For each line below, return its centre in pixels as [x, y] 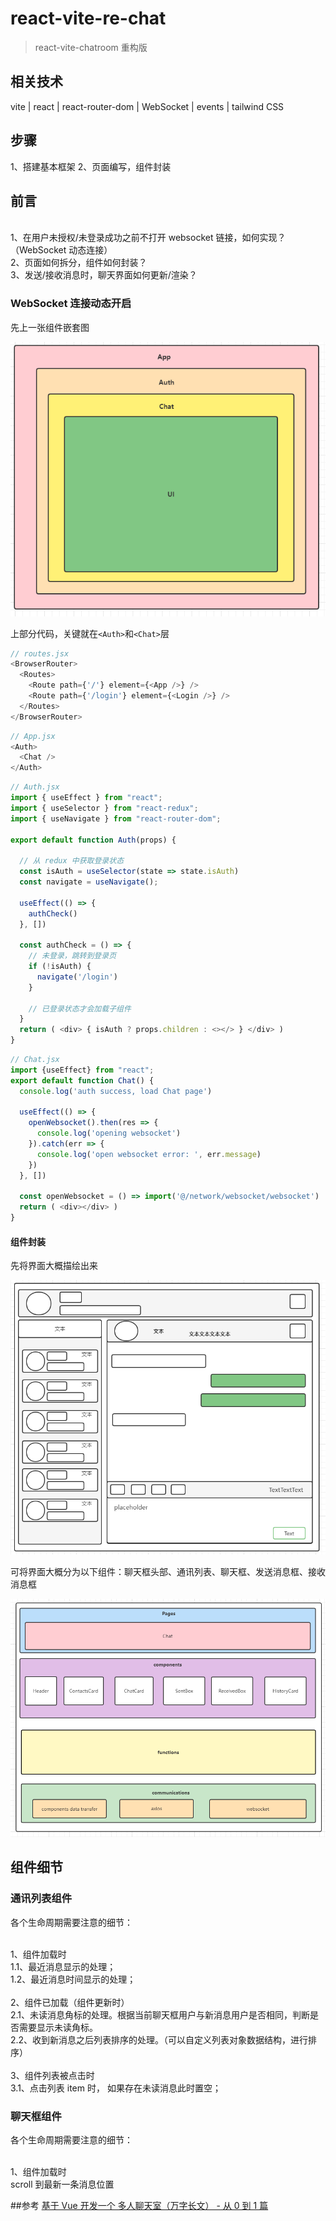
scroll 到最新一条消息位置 [62, 2184]
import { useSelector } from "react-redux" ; [104, 808]
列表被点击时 [68, 2075]
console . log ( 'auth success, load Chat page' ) [116, 1091]
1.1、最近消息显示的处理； [63, 1966]
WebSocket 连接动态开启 [71, 304]
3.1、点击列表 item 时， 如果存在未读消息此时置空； [116, 2088]
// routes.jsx [40, 653]
